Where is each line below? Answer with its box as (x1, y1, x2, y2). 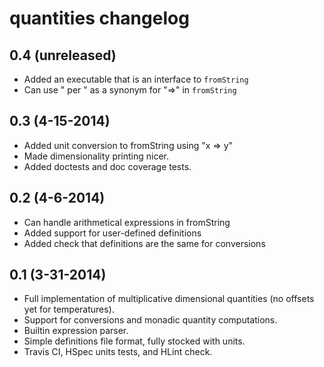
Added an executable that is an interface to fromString (23, 73, 249, 85)
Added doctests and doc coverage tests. (23, 160, 192, 172)
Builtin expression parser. (23, 325, 129, 337)
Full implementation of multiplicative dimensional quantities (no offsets (23, 293, 315, 305)
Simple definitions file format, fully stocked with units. (23, 335, 246, 347)
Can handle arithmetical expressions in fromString (23, 216, 231, 228)
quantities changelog (9, 7, 190, 30)
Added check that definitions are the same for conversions (23, 237, 266, 249)
